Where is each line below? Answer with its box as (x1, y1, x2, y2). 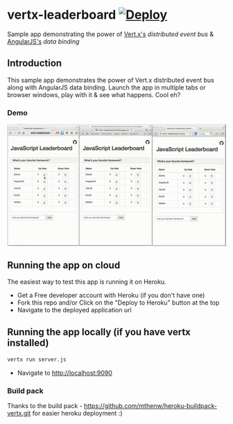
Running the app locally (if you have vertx (7, 326, 191, 338)
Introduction (7, 58, 62, 69)
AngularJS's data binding (7, 37, 80, 45)
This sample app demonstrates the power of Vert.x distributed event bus (7, 76, 215, 84)
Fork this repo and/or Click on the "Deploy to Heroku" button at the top (17, 298, 220, 307)
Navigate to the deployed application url (17, 306, 132, 314)
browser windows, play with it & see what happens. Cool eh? (7, 90, 181, 99)
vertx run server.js (7, 356, 67, 364)
